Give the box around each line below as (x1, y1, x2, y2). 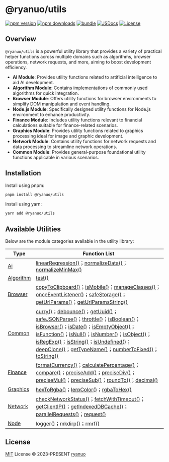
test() (36, 275, 49, 282)
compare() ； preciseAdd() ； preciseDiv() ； (36, 369, 136, 376)
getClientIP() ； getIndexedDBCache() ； (36, 403, 129, 410)
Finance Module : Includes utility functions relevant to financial (12, 117, 142, 123)
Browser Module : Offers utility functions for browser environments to (12, 95, 157, 101)
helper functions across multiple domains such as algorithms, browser (5, 53, 151, 59)
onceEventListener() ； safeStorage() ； (36, 291, 127, 298)
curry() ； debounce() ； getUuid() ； (36, 308, 118, 315)
